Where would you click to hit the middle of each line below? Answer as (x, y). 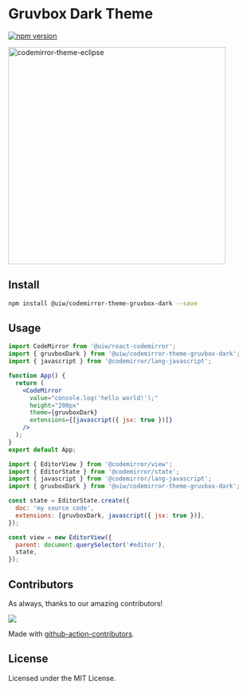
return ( (30, 383)
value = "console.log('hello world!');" (94, 398)
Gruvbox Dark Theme (81, 14)
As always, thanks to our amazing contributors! (86, 603)
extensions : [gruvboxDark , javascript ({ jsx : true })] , (110, 515)
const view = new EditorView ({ (60, 537)
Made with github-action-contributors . (71, 634)
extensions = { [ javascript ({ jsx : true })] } (101, 420)
